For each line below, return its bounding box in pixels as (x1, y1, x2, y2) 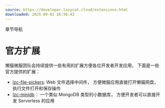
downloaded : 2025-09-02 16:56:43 (5, 12, 75, 17)
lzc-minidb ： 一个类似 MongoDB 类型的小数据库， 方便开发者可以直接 (12, 92, 156, 98)
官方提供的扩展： (5, 69, 40, 75)
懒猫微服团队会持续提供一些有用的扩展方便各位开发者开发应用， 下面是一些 (5, 62, 160, 68)
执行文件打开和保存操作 (12, 85, 61, 92)
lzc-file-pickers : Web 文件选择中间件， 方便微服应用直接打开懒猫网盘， (12, 79, 159, 85)
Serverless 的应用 (18, 98, 55, 104)
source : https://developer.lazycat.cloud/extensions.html (5, 7, 128, 12)
